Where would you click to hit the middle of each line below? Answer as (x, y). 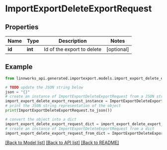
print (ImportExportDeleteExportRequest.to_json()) (59, 111)
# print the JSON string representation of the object (63, 106)
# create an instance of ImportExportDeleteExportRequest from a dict (80, 129)
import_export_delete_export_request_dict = (52, 124)
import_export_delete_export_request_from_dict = (58, 133)
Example (19, 67)
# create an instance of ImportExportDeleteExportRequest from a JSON (80, 97)
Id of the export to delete (73, 49)
